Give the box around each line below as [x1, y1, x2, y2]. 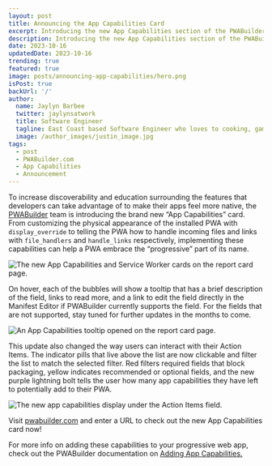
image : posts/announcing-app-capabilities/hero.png [8, 72, 186, 80]
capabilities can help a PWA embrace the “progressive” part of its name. [8, 244, 249, 254]
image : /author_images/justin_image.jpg [15, 132, 154, 140]
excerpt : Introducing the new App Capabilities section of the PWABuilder [8, 27, 266, 35]
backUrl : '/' [8, 87, 53, 96]
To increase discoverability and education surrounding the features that [8, 192, 248, 202]
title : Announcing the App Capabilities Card [8, 19, 164, 28]
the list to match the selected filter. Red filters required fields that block [8, 358, 245, 368]
